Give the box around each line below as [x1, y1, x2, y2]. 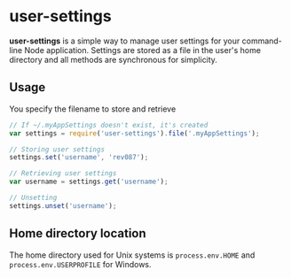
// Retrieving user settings [9, 169, 117, 178]
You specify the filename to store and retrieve [9, 104, 177, 114]
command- [241, 35, 282, 46]
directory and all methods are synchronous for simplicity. [9, 54, 217, 65]
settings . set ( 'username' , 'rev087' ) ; [9, 153, 149, 162]
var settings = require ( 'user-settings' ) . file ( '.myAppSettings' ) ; [9, 128, 260, 138]
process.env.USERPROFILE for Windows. [9, 259, 153, 269]
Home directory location [9, 226, 146, 241]
